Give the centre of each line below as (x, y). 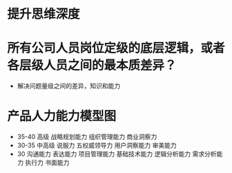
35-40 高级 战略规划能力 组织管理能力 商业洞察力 (87, 137)
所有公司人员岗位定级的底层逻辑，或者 (116, 48)
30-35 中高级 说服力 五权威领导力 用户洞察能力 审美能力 (97, 145)
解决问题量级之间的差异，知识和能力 (69, 86)
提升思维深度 (44, 14)
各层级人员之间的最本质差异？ (92, 65)
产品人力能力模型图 (62, 116)
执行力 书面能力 (47, 163)
